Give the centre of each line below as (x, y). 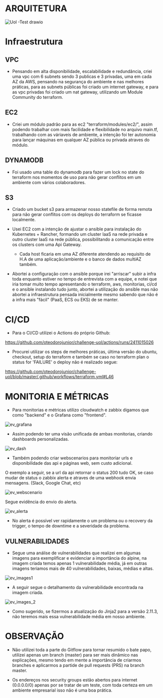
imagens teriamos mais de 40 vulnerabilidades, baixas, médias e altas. (83, 568)
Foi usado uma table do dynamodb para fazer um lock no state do (78, 172)
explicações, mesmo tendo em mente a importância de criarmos (77, 660)
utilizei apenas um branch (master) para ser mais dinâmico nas (75, 655)
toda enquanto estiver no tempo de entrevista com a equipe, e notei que (84, 279)
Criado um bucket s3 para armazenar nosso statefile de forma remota (82, 209)
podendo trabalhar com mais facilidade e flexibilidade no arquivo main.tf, (85, 129)
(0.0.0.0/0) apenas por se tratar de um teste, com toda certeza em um (82, 685)
